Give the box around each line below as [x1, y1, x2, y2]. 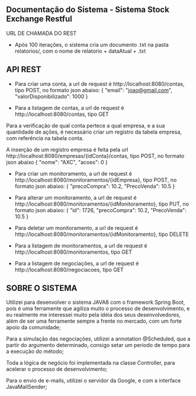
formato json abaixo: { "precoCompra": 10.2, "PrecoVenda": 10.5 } [14, 183, 175, 190]
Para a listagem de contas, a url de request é [14, 104, 124, 111]
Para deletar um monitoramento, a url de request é [14, 224, 138, 231]
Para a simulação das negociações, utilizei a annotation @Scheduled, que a [6, 335, 191, 342]
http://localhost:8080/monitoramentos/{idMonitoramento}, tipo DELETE [14, 231, 189, 238]
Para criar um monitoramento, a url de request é [14, 170, 132, 177]
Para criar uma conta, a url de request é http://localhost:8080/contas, [14, 80, 185, 87]
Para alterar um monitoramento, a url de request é [14, 194, 137, 201]
